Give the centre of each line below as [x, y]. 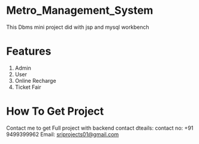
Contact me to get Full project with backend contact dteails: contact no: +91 [100, 128]
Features [29, 51]
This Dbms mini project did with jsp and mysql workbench [78, 27]
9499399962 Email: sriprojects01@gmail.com [63, 134]
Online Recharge [35, 80]
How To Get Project [55, 111]
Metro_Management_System [80, 10]
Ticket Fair [28, 87]
